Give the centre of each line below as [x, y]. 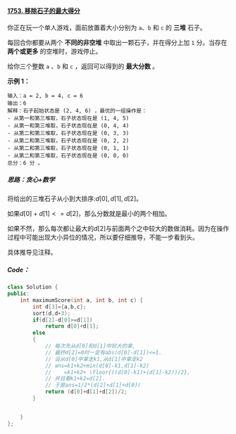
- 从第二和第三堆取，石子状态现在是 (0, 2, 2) [68, 141]
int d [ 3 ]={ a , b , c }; [60, 307]
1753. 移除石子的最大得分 [44, 11]
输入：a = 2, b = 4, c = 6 [45, 96]
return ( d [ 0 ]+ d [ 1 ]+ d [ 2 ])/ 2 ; [86, 392]
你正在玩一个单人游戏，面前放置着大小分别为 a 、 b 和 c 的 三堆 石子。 [107, 27]
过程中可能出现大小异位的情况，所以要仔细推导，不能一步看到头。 [103, 237]
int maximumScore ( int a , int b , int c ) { [82, 300]
